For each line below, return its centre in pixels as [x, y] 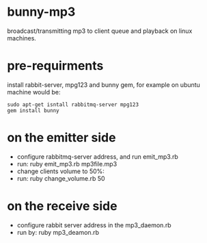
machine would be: [34, 92]
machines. [22, 38]
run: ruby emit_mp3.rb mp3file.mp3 [67, 164]
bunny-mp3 [41, 12]
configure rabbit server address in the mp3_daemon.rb [94, 225]
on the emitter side [61, 138]
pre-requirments [55, 66]
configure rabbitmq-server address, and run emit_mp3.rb [98, 156]
